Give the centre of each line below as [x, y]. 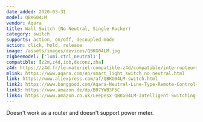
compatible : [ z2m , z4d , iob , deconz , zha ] [55, 62]
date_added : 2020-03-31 [36, 12]
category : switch [28, 34]
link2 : [14, 85]
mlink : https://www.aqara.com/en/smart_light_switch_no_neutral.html [96, 73]
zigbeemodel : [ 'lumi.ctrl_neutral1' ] [54, 56]
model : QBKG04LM [27, 17]
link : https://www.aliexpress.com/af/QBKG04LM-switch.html [82, 79]
